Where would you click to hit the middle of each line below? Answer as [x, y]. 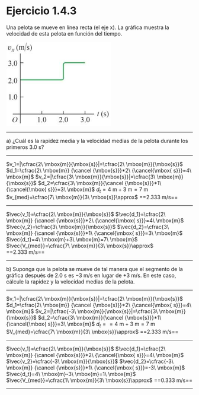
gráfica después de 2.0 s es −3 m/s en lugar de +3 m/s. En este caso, [91, 275]
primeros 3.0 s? [25, 147]
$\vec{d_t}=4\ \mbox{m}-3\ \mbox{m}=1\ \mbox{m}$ [71, 374]
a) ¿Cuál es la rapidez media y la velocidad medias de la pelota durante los [97, 141]
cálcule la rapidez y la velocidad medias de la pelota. [70, 281]
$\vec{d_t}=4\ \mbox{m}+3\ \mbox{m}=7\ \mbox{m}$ [72, 239]
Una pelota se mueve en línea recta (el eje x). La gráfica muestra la [88, 27]
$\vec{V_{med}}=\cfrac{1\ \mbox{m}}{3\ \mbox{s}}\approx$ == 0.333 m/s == [99, 380]
